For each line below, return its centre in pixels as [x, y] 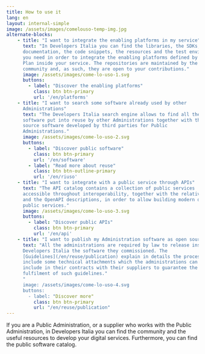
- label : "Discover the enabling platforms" [86, 86]
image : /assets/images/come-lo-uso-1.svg [76, 75]
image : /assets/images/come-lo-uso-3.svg [76, 211]
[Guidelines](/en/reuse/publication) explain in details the [102, 256]
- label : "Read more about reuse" [72, 166]
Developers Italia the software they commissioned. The [95, 251]
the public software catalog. [41, 345]
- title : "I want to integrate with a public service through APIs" [106, 183]
